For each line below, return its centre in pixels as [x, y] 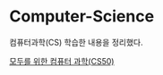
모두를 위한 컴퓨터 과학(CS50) [62, 61]
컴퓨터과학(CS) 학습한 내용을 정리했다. [76, 42]
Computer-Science [82, 17]
